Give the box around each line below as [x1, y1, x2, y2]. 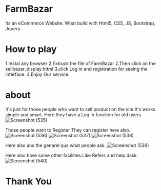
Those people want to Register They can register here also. [5, 126, 131, 133]
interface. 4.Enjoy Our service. [5, 71, 70, 77]
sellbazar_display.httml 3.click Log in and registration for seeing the [5, 66, 148, 72]
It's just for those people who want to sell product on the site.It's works [5, 106, 155, 112]
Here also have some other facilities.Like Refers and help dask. [5, 152, 138, 158]
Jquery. [5, 25, 22, 31]
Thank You [5, 176, 52, 187]
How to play [5, 44, 57, 55]
